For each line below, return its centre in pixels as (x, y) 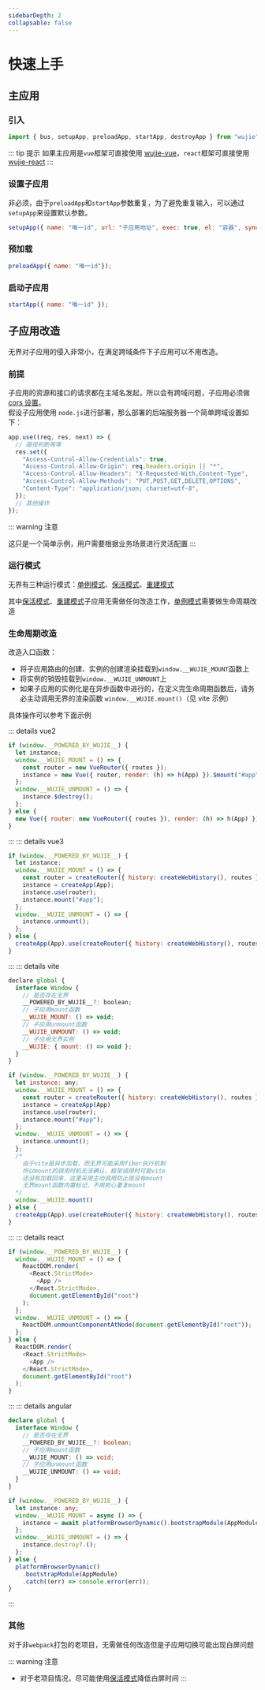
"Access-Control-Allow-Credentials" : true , (95, 459)
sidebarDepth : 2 (35, 15)
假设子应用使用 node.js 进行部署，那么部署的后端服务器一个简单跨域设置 (125, 412)
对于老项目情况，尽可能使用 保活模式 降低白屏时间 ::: (103, 1678)
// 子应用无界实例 (49, 1039)
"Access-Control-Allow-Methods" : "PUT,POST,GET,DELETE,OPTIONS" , (132, 481)
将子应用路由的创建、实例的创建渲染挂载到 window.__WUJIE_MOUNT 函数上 (134, 669)
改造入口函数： (32, 652)
